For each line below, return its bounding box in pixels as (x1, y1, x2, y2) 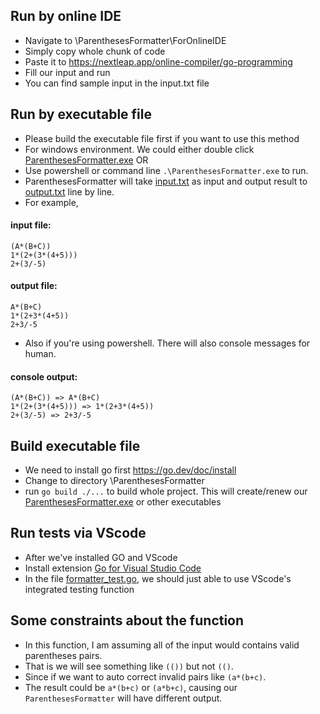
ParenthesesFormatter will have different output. (24, 692, 223, 704)
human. (24, 348, 57, 360)
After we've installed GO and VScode (24, 551, 178, 563)
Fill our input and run (24, 66, 111, 78)
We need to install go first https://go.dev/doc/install (24, 464, 237, 476)
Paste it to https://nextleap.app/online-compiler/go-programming (24, 55, 293, 68)
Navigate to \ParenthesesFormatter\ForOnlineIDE (24, 34, 227, 46)
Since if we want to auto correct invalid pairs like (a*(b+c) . (24, 670, 267, 683)
